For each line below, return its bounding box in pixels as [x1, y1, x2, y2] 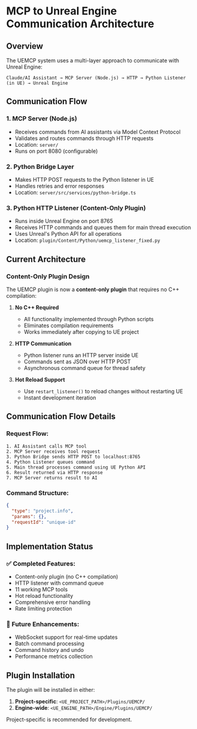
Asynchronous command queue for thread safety [23, 364, 146, 371]
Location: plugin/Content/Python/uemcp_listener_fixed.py [14, 236, 160, 244]
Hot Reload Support [14, 376, 65, 383]
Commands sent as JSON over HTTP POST [23, 358, 131, 365]
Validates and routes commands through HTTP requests [14, 134, 154, 142]
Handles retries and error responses [14, 182, 105, 189]
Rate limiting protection [14, 605, 72, 612]
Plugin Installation [6, 670, 75, 680]
